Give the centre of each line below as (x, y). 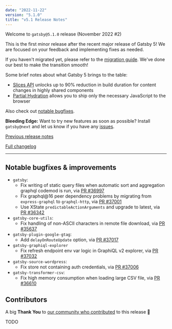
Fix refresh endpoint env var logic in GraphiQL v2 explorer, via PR (89, 251)
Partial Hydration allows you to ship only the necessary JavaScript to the (89, 96)
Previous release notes (29, 137)
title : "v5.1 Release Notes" (36, 20)
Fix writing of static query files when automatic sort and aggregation (92, 185)
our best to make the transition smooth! (47, 65)
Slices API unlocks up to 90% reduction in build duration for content (84, 85)
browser (21, 101)
